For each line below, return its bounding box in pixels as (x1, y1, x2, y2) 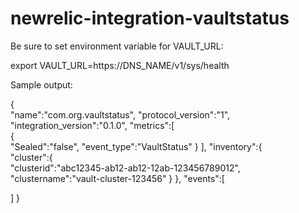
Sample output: (10, 78, 73, 91)
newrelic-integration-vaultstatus (10, 7, 290, 30)
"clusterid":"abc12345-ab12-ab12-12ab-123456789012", (10, 162, 241, 174)
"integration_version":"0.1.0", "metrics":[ (10, 119, 175, 131)
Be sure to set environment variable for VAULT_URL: (10, 40, 224, 52)
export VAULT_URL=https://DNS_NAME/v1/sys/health (10, 59, 230, 71)
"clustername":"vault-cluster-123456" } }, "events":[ (10, 172, 225, 184)
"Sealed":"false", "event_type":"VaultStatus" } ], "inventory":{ (10, 140, 263, 152)
